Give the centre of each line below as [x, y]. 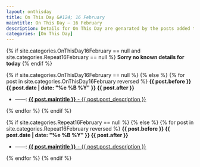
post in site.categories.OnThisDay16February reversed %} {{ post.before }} [99, 82]
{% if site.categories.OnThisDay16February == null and [74, 51]
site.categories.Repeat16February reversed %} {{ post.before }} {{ [88, 129]
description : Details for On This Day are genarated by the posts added [98, 28]
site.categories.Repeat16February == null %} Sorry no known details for [95, 57]
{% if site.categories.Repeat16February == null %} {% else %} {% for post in [100, 122]
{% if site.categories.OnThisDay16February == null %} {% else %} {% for [96, 75]
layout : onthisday [29, 12]
